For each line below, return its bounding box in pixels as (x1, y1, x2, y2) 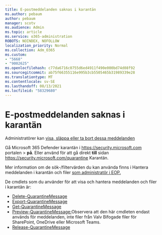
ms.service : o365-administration (5, 34, 73, 39)
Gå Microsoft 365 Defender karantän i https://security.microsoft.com (5, 145, 142, 151)
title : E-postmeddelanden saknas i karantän (5, 7, 96, 12)
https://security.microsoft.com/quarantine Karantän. (5, 155, 109, 161)
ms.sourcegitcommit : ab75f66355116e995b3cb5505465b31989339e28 (5, 70, 135, 75)
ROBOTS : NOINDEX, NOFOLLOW (5, 39, 59, 44)
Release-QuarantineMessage (12, 224, 71, 230)
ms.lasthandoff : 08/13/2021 (5, 83, 62, 89)
